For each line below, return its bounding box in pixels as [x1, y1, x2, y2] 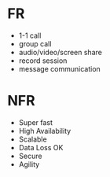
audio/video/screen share [18, 47, 103, 57]
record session [18, 56, 68, 65]
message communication [18, 64, 101, 73]
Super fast [18, 117, 53, 127]
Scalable [18, 135, 48, 144]
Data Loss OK [18, 142, 64, 152]
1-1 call [18, 31, 42, 40]
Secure [18, 151, 42, 160]
